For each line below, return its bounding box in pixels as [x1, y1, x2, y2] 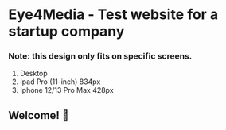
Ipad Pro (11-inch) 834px [19, 77, 101, 86]
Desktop [19, 69, 48, 78]
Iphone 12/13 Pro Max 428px [19, 86, 114, 95]
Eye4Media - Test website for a [8, 6, 219, 24]
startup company [8, 22, 125, 40]
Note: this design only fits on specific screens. [8, 51, 193, 62]
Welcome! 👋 [8, 109, 69, 122]
